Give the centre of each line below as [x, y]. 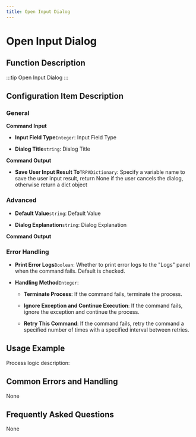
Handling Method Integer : [47, 282]
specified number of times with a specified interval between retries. [106, 330]
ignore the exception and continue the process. [81, 312]
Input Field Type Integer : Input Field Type [66, 138]
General [18, 113]
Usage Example [36, 349]
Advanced [21, 200]
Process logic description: [38, 363]
